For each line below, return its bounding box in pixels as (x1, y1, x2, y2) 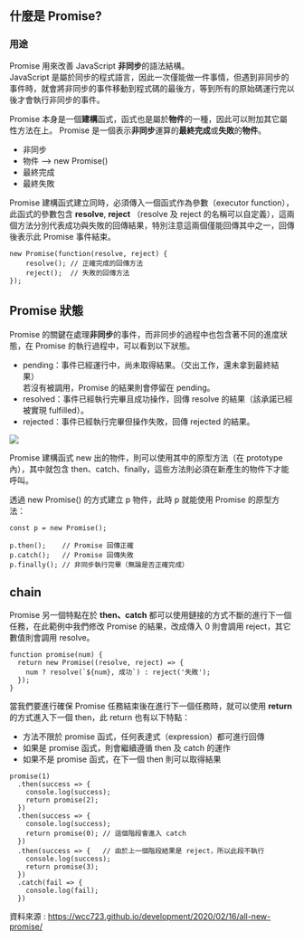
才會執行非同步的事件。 (16, 94, 105, 105)
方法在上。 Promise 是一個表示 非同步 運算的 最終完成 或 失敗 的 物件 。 (16, 125, 267, 136)
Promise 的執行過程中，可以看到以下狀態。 (34, 340, 195, 351)
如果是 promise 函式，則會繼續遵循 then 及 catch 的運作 (22, 743, 231, 754)
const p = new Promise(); (9, 523, 107, 532)
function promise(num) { (9, 651, 103, 660)
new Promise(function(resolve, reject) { (9, 249, 168, 258)
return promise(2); (25, 795, 100, 805)
